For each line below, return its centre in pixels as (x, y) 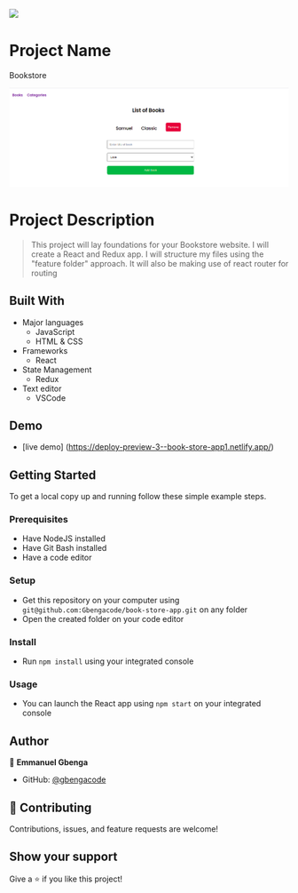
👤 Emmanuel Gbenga (49, 762)
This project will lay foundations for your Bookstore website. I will (149, 244)
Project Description (82, 220)
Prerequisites (39, 520)
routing (44, 273)
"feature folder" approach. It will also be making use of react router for (160, 263)
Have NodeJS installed (64, 538)
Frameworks (45, 350)
